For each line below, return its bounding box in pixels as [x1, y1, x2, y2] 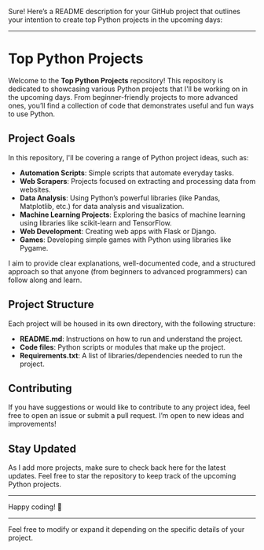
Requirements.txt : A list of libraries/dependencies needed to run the [19, 350, 243, 360]
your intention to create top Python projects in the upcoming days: [8, 15, 223, 24]
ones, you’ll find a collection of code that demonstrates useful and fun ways [8, 101, 254, 110]
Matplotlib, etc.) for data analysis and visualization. [19, 201, 185, 211]
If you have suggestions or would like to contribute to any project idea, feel [8, 402, 251, 412]
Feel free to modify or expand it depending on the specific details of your [8, 525, 245, 534]
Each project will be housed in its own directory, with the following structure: [8, 318, 256, 328]
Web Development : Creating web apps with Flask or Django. [19, 226, 217, 236]
